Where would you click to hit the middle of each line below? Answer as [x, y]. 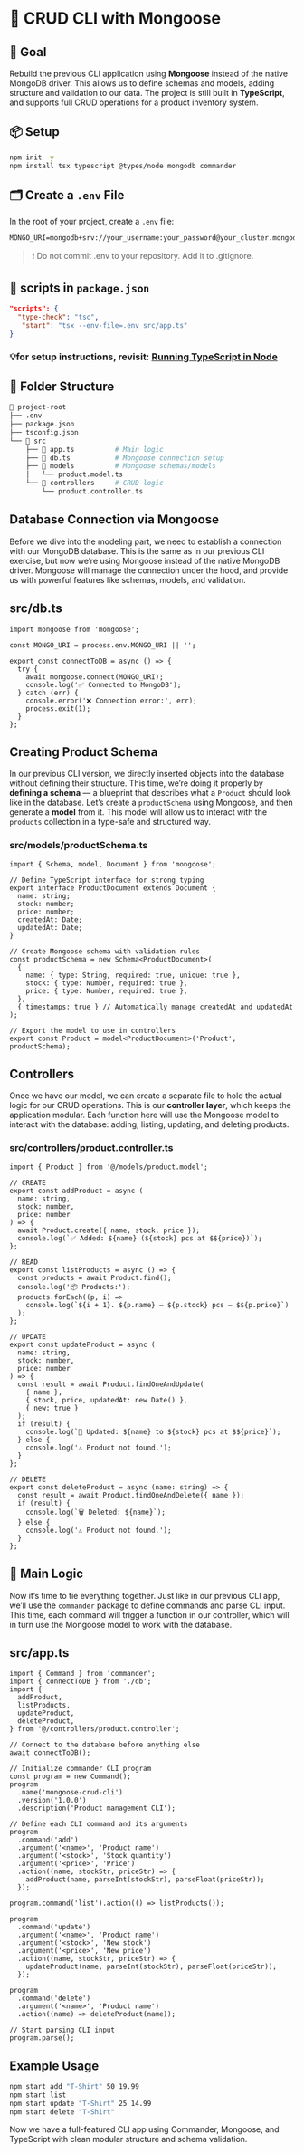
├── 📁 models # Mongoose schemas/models [121, 466]
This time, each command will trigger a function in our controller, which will [149, 1614]
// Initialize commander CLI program [81, 1769]
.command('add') [48, 1840]
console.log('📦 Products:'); [74, 1287]
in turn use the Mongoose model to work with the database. [121, 1624]
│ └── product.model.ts [75, 474]
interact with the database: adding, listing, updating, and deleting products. [149, 1124]
